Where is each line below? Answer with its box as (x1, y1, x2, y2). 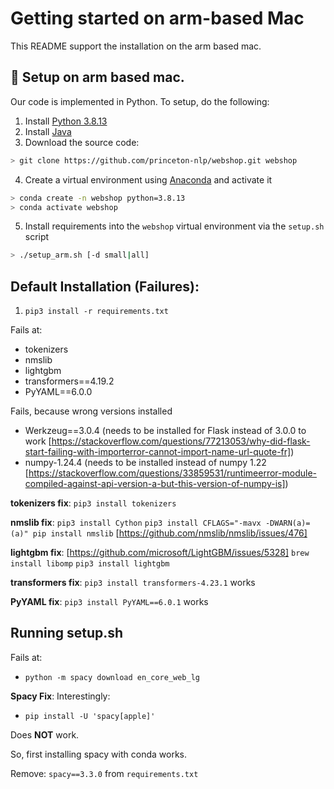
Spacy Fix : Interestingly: (10, 690, 111, 702)
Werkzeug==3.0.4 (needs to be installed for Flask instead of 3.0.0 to (24, 425, 307, 437)
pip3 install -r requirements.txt (24, 307, 169, 317)
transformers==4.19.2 (24, 375, 115, 387)
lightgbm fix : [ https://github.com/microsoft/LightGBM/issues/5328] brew (10, 547, 310, 559)
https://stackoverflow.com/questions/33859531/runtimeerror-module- (28, 467, 318, 479)
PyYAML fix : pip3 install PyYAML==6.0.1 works (10, 596, 209, 608)
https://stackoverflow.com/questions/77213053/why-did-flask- (51, 435, 311, 447)
